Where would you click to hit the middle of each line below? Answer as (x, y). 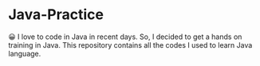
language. (25, 53)
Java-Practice (56, 15)
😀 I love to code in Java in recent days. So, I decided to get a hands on (125, 37)
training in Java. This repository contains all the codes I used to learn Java (130, 45)
